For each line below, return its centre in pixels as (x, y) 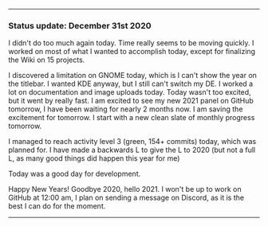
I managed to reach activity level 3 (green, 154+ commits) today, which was (132, 142)
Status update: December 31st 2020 (80, 25)
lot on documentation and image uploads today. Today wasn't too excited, (130, 92)
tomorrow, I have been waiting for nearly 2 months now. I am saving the (126, 109)
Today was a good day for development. (75, 174)
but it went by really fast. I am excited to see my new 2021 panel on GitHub (131, 101)
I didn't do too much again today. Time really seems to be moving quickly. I (131, 43)
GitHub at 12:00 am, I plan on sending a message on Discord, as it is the (126, 198)
